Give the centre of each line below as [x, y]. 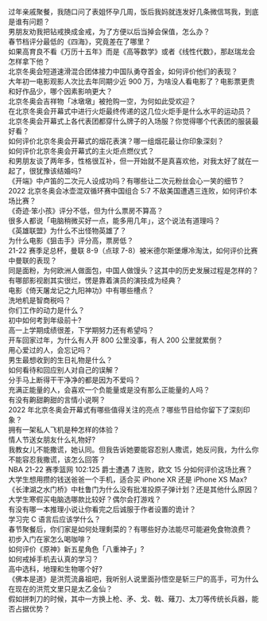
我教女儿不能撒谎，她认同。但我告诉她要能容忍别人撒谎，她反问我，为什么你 [133, 449]
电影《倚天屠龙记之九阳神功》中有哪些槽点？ [81, 290]
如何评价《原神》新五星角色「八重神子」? [76, 549]
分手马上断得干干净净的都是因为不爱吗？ [74, 380]
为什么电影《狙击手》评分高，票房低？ [71, 240]
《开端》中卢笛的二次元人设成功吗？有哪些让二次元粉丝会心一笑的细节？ [126, 181]
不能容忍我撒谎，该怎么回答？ [57, 459]
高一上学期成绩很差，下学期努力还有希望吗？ [81, 330]
